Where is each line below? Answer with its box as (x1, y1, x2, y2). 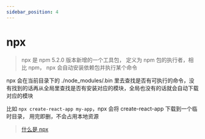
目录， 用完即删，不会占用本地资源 (11, 112, 99, 119)
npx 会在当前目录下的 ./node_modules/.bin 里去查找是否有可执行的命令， (6, 77, 189, 84)
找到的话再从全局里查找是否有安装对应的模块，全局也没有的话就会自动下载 (11, 84, 199, 91)
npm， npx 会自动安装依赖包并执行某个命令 (28, 63, 137, 71)
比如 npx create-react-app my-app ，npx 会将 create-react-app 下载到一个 (6, 105, 192, 112)
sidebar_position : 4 (6, 9, 59, 15)
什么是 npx (21, 126, 49, 133)
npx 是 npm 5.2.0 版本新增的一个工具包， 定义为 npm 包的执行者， (21, 56, 189, 63)
